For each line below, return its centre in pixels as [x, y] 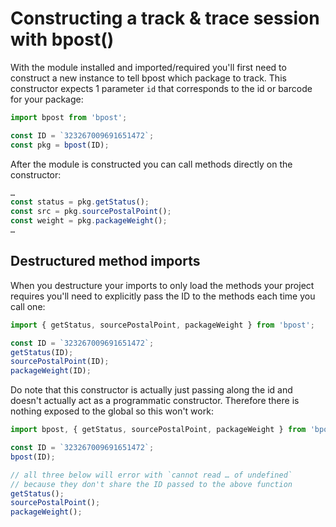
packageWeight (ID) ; [51, 371]
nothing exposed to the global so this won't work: [112, 411]
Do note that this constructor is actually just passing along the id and [151, 390]
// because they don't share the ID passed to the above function [151, 484]
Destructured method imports [105, 261]
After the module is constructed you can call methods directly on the [151, 164]
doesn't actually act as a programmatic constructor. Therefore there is [155, 401]
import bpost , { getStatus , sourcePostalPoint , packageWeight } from [158, 430]
